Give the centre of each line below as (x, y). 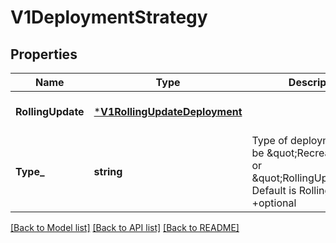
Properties (44, 54)
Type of (269, 140)
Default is (274, 190)
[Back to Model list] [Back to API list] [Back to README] (125, 227)
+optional (274, 203)
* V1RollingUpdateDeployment (168, 111)
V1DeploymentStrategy (109, 17)
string (108, 171)
